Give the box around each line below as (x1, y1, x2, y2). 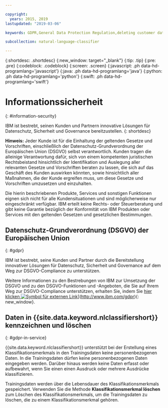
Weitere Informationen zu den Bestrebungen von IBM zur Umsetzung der (5, 277, 156, 283)
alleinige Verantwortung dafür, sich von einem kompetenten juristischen (5, 154, 153, 160)
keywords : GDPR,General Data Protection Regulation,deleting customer (5, 30, 155, 35)
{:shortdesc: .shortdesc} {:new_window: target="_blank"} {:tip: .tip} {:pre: (5, 57, 156, 63)
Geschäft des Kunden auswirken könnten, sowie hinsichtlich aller (5, 170, 139, 176)
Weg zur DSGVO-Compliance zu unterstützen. (5, 267, 101, 274)
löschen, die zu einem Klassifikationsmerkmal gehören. (5, 396, 119, 402)
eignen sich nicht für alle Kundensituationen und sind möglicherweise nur (5, 195, 156, 201)
